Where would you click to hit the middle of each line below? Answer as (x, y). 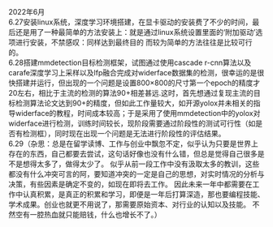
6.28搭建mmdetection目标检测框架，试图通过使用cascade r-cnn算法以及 (130, 62)
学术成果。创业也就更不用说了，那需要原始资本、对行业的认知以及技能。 (129, 204)
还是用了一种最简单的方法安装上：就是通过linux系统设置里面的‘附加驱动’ (135, 32)
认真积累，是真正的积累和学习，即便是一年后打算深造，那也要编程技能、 (143, 194)
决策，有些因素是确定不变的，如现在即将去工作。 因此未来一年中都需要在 (130, 184)
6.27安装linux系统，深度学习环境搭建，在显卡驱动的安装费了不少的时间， (130, 22)
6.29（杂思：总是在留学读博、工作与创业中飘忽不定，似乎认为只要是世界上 (133, 143)
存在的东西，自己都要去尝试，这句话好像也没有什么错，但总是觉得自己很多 (133, 154)
